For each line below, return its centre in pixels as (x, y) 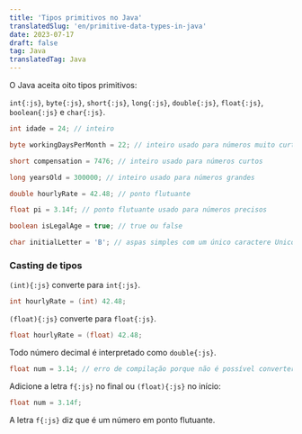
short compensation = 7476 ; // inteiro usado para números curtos (136, 161)
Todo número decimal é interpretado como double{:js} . (113, 353)
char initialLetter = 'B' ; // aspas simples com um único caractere (140, 243)
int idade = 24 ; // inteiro (62, 129)
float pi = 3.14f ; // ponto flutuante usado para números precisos (138, 210)
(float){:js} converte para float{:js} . (83, 319)
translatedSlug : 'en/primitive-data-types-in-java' (108, 26)
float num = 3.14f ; (46, 402)
